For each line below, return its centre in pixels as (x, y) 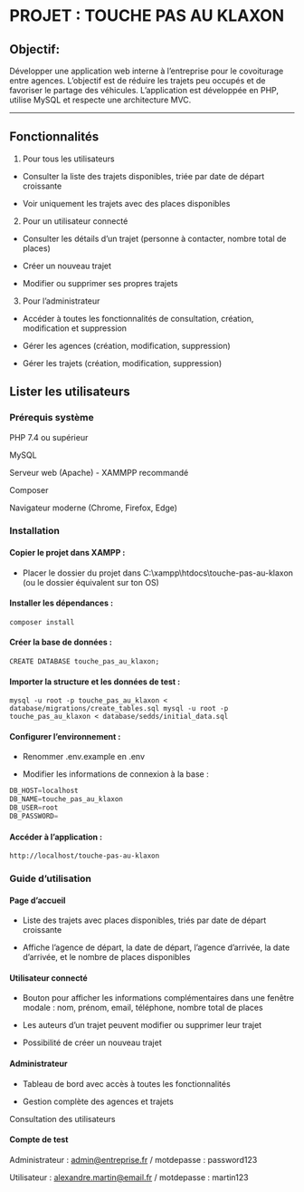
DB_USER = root (34, 808)
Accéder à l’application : (56, 837)
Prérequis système (52, 418)
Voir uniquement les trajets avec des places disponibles (126, 203)
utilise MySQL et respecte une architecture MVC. (100, 100)
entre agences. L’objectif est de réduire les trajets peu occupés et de (138, 81)
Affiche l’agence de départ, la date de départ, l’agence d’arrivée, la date (156, 947)
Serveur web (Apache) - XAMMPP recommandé (99, 472)
